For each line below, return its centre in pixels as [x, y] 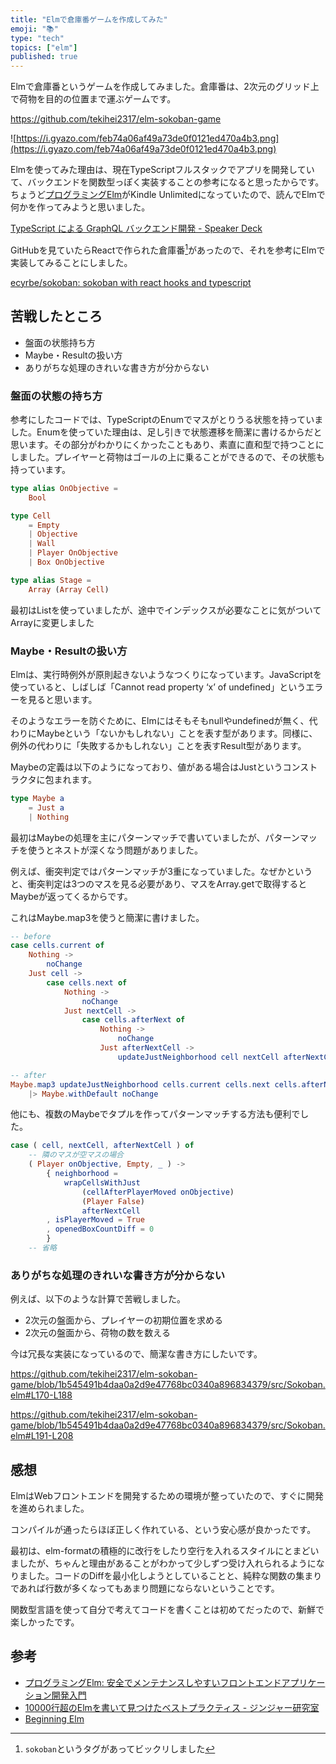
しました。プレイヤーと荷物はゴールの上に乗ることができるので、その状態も [167, 457]
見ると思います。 [62, 699]
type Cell [31, 516]
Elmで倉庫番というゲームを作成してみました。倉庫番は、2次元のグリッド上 [165, 87]
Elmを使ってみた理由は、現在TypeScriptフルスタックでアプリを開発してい [162, 170]
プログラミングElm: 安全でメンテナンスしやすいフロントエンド [153, 1682]
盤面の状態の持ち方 [56, 396]
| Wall [42, 544]
